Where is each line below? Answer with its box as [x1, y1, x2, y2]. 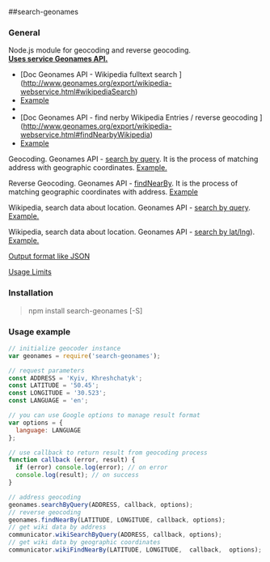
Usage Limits [8, 267, 53, 277]
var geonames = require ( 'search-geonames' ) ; [8, 351, 161, 360]
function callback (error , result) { [8, 456, 136, 464]
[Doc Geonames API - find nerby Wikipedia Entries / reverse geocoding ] [19, 113, 263, 122]
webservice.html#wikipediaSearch [19, 87, 136, 96]
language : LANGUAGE [15, 426, 82, 434]
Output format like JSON [8, 251, 91, 262]
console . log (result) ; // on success [15, 471, 139, 479]
